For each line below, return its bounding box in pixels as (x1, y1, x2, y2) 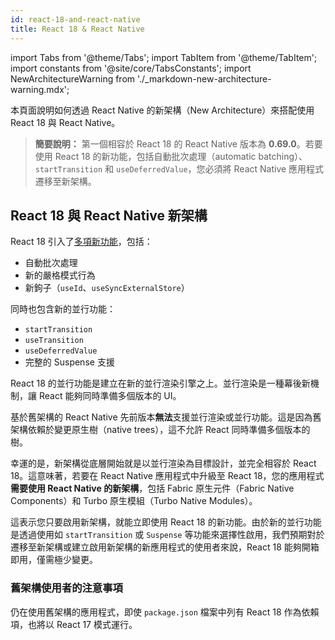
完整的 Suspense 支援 (24, 356, 115, 368)
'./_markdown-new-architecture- (136, 72, 272, 85)
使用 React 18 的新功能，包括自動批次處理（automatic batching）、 (34, 150, 308, 162)
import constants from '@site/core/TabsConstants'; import (10, 62, 252, 74)
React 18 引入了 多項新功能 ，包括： (10, 236, 153, 248)
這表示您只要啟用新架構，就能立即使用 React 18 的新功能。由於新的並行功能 (10, 516, 322, 528)
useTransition (24, 336, 84, 346)
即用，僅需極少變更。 (10, 554, 98, 566)
